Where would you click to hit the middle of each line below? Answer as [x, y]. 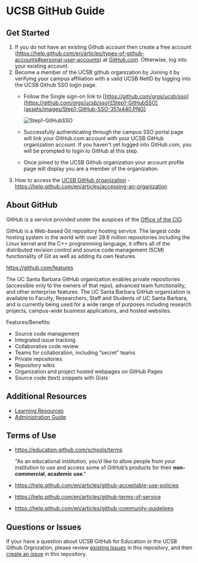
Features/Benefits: [29, 322]
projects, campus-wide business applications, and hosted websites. [89, 310]
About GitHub [32, 205]
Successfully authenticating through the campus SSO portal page [103, 132]
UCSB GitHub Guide [56, 11]
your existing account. [42, 66]
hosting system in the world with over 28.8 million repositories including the [98, 237]
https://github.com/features [40, 268]
